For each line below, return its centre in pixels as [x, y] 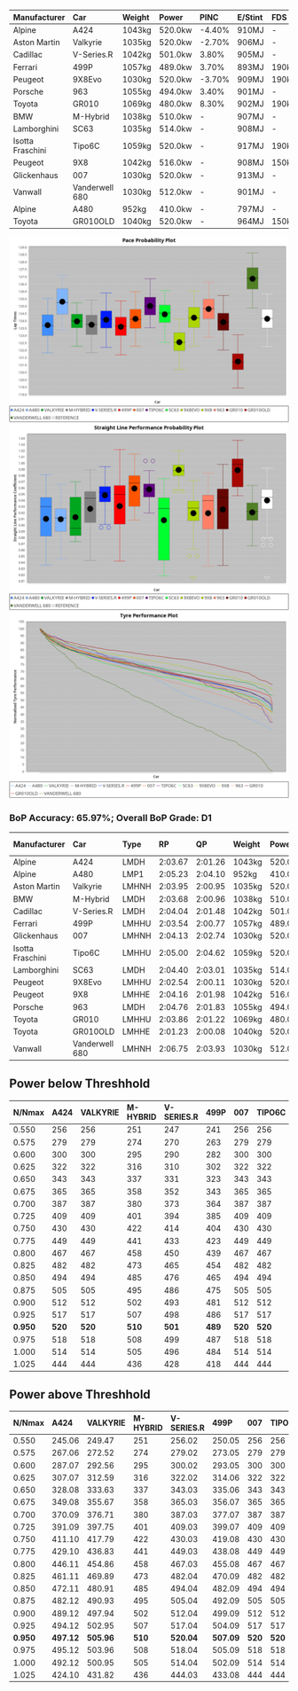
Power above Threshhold [80, 1394]
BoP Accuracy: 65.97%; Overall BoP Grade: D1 [111, 818]
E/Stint [250, 17]
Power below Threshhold [80, 1084]
